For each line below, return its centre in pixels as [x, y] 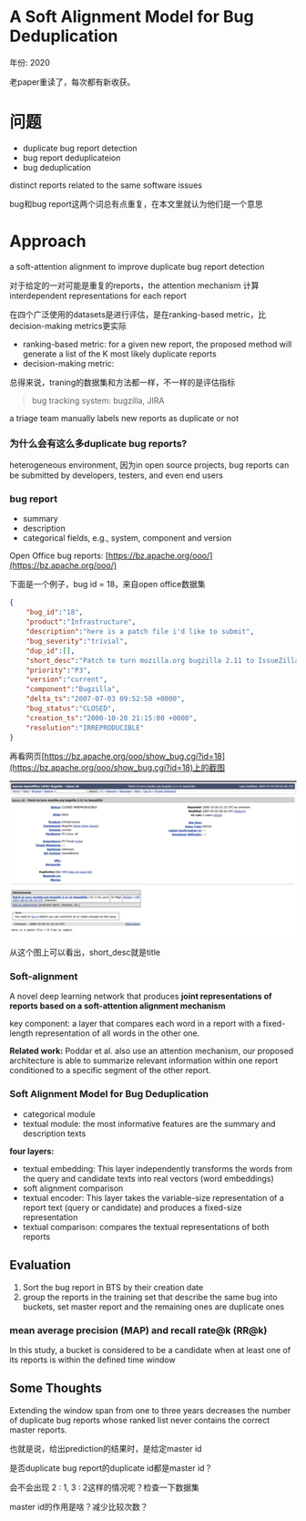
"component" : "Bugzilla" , [73, 689]
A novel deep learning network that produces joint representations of [141, 997]
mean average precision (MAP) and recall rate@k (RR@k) [138, 1330]
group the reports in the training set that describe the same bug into [150, 1297]
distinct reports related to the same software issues [106, 185]
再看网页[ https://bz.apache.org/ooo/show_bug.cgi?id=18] [117, 756]
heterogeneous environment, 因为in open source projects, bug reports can [149, 465]
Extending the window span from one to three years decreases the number [150, 1410]
